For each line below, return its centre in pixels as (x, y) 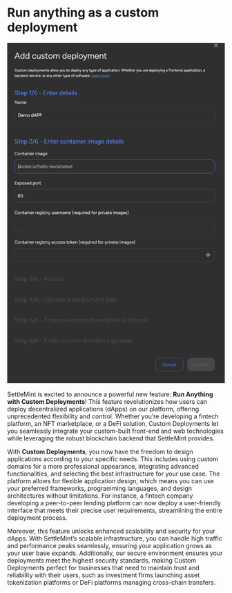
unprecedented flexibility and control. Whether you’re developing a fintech (113, 416)
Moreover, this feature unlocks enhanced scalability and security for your (111, 531)
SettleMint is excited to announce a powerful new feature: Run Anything (110, 394)
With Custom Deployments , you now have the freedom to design (100, 452)
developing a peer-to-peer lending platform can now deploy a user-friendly (114, 503)
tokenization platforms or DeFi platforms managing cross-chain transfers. (112, 583)
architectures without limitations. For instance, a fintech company (100, 496)
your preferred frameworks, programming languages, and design (99, 489)
